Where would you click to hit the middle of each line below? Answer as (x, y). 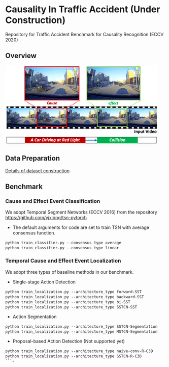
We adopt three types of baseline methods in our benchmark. (70, 272)
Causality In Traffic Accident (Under (83, 9)
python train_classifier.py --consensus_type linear (62, 248)
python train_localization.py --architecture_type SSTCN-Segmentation (81, 326)
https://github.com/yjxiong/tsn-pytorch (46, 218)
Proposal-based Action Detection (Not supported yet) (69, 341)
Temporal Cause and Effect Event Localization (63, 261)
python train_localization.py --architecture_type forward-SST (74, 292)
